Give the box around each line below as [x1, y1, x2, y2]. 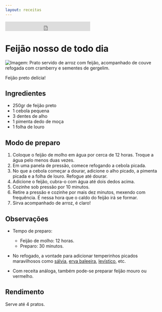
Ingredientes [5, 89, 46, 98]
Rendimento [5, 288, 44, 296]
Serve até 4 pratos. [5, 301, 45, 307]
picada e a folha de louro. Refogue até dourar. [12, 173, 108, 179]
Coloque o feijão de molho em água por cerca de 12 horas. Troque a [12, 152, 154, 158]
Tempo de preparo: [12, 228, 53, 234]
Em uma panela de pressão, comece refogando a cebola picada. [12, 163, 146, 169]
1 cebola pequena [12, 108, 49, 114]
